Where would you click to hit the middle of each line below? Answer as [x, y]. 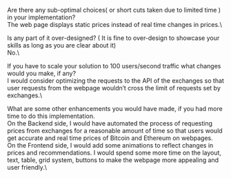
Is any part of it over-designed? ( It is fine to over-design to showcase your [113, 38]
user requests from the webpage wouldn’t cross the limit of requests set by [114, 88]
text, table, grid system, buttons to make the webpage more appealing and [113, 160]
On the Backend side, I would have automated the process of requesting [110, 123]
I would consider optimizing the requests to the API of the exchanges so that [115, 81]
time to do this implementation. [51, 116]
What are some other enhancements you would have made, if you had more [115, 109]
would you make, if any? [42, 73]
